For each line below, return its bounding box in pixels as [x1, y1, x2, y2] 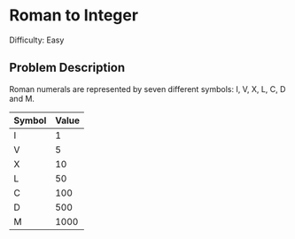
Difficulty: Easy [9, 35, 65, 45]
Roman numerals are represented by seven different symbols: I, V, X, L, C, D [9, 83, 286, 94]
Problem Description [9, 60, 126, 75]
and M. [9, 93, 35, 104]
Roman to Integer [9, 5, 139, 26]
